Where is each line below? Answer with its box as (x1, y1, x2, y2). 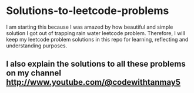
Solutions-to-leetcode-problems (6, 4, 169, 18)
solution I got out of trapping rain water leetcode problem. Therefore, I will (6, 29, 185, 36)
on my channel (6, 68, 62, 78)
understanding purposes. (6, 42, 68, 49)
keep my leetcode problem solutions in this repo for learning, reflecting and (6, 36, 189, 43)
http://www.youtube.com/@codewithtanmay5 (6, 77, 181, 87)
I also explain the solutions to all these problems (6, 59, 186, 69)
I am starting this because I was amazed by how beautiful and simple (6, 23, 173, 30)
